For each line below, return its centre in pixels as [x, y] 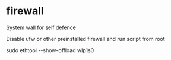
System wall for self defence [41, 27]
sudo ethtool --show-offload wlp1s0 [50, 50]
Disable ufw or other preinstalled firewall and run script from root [85, 39]
